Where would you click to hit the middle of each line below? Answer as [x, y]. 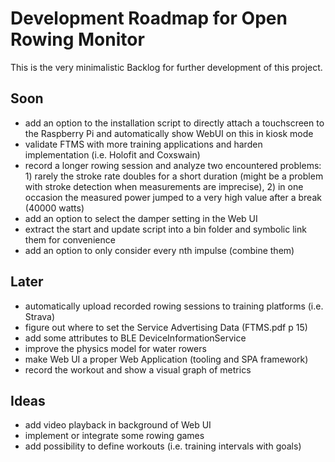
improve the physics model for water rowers [115, 348]
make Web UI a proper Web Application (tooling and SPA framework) [166, 359]
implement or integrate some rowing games [114, 436]
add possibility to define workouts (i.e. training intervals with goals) [163, 446]
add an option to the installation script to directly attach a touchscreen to [174, 123]
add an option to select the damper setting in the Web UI [141, 218]
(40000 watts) [54, 208]
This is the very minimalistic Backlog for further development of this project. [166, 67]
